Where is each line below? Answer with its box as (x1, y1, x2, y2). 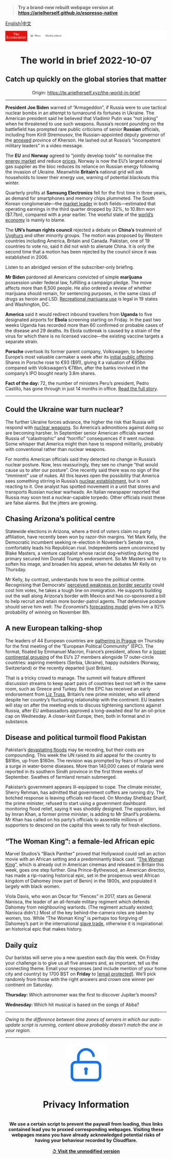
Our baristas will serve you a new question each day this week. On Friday (5, 954, 160, 960)
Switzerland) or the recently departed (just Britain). (5, 664, 113, 671)
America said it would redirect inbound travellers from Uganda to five (5, 311, 153, 318)
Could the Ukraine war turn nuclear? (5, 405, 124, 414)
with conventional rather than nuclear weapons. (5, 446, 106, 452)
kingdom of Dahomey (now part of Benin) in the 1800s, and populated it (5, 878, 157, 884)
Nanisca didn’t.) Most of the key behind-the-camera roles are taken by (5, 910, 155, 916)
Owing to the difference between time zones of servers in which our (5, 1016, 149, 1023)
